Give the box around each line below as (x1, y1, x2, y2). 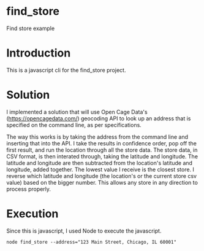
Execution (6, 207, 59, 220)
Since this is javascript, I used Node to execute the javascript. (6, 227, 162, 234)
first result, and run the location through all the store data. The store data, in (6, 146, 198, 153)
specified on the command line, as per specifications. (6, 121, 142, 128)
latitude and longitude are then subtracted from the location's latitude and (6, 159, 193, 166)
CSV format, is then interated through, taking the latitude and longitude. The (6, 152, 198, 160)
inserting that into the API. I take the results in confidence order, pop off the (6, 139, 197, 147)
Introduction (6, 46, 71, 60)
